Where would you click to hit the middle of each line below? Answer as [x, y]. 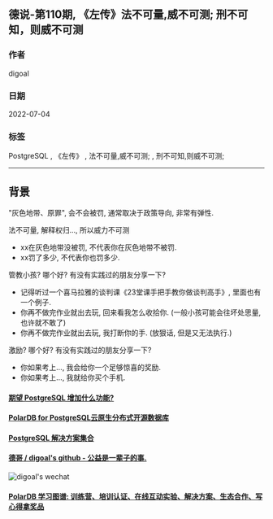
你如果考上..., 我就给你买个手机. [73, 377]
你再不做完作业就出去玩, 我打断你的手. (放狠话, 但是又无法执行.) [126, 333]
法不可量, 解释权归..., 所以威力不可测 [69, 230]
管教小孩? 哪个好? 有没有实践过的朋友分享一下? [87, 275]
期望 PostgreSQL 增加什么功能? [61, 398]
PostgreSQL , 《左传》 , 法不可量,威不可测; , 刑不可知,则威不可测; [117, 156]
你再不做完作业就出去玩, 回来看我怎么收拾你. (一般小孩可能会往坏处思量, [141, 312]
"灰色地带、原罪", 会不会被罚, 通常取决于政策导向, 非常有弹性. [111, 213]
